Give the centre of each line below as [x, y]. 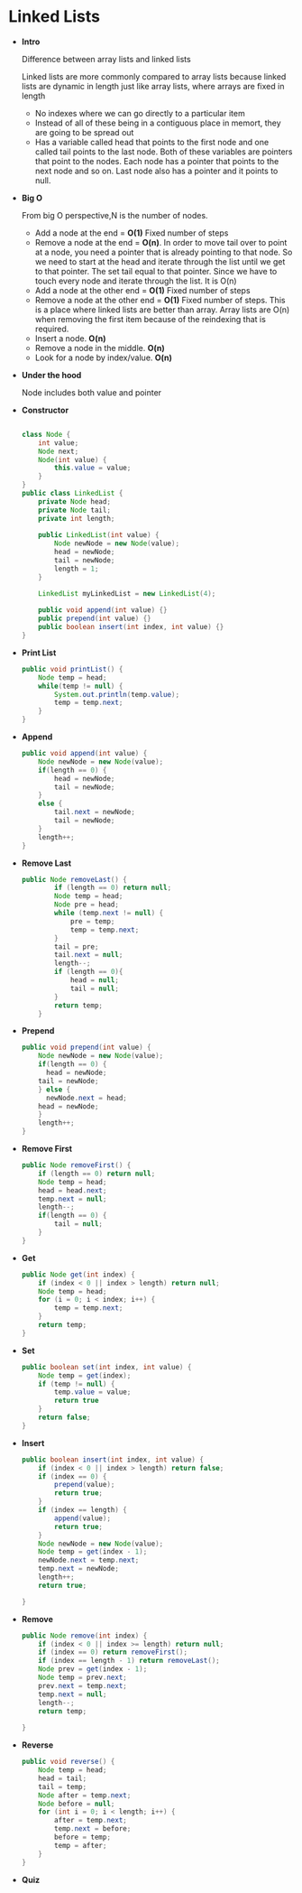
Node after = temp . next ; [85, 1795]
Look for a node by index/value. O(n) [104, 357]
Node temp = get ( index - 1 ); [93, 1552]
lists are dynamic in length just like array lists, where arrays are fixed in [153, 86]
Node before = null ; [77, 1804]
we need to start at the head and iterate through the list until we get [160, 261]
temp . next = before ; [93, 1829]
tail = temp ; [63, 1786]
